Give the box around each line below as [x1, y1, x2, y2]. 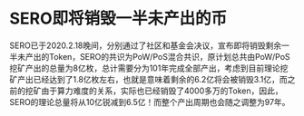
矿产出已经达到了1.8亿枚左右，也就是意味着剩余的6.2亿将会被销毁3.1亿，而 [9, 73, 288, 84]
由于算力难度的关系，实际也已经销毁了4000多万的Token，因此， [40, 85, 283, 96]
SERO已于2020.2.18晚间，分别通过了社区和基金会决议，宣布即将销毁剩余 [9, 40, 282, 51]
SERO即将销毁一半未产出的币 [9, 8, 228, 29]
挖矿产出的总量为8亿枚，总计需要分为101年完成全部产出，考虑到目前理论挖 [9, 63, 289, 73]
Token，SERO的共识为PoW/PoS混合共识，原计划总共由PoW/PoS [48, 51, 290, 62]
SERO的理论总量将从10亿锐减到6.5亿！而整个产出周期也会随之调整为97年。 [9, 96, 290, 107]
